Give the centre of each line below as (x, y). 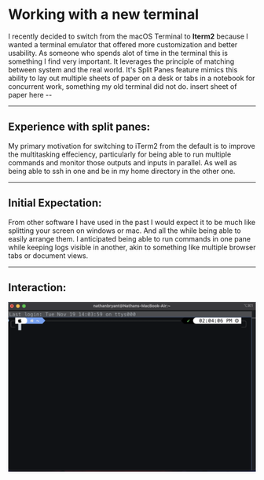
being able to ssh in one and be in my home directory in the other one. (122, 171)
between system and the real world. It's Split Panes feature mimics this (123, 69)
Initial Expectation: (55, 203)
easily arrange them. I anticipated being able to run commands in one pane (130, 238)
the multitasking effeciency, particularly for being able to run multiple (120, 154)
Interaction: (37, 288)
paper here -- (30, 94)
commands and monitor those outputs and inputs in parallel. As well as (123, 162)
